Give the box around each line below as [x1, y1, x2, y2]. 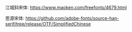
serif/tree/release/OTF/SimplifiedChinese [5, 21, 91, 27]
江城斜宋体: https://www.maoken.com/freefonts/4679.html [5, 5, 127, 10]
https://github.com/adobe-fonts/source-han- [25, 15, 119, 21]
